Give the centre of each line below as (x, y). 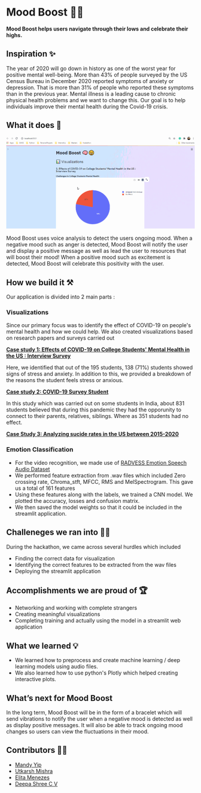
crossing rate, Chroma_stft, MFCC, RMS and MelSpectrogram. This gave (104, 481)
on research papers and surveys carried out (60, 338)
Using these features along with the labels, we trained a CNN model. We (104, 494)
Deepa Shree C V (36, 783)
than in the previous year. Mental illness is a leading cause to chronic (91, 94)
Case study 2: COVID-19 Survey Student (57, 392)
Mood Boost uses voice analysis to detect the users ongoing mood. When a (99, 238)
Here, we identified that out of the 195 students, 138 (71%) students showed (100, 368)
